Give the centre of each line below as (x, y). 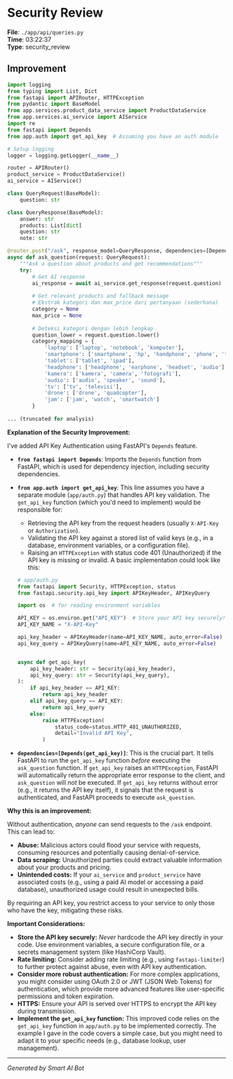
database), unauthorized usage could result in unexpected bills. (108, 890)
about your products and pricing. (64, 868)
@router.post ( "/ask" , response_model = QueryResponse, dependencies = (107, 251)
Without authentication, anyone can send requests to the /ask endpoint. (110, 825)
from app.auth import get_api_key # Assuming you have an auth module (113, 136)
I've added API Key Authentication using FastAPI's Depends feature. (102, 446)
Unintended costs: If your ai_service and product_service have (109, 875)
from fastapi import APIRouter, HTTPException (76, 98)
